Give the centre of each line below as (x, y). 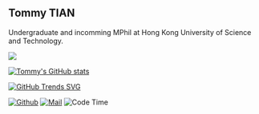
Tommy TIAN (42, 13)
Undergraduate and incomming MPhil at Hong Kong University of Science (130, 32)
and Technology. (36, 41)
